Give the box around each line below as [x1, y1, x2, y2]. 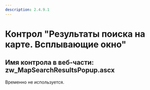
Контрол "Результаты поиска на [5, 28, 146, 39]
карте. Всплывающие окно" [5, 39, 127, 50]
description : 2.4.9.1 [5, 7, 50, 12]
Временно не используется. [5, 79, 65, 85]
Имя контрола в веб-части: [5, 59, 94, 67]
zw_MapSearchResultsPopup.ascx [5, 66, 115, 74]
